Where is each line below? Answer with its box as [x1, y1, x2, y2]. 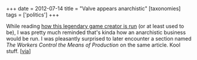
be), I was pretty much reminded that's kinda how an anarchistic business [6, 29, 186, 36]
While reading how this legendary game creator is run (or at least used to [6, 23, 185, 29]
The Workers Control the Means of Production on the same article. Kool [6, 41, 180, 48]
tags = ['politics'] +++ [6, 11, 60, 18]
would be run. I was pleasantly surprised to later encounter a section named [6, 35, 192, 42]
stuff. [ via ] [6, 48, 31, 55]
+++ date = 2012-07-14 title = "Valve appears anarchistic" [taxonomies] [6, 5, 181, 12]
